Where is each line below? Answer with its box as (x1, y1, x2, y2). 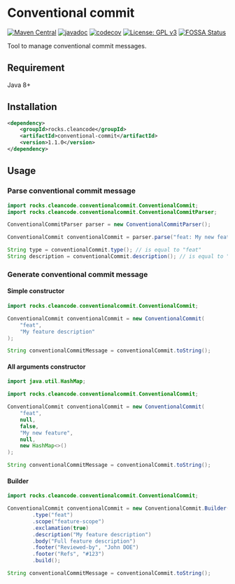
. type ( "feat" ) (32, 512, 73, 519)
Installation (7, 101, 57, 113)
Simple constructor (7, 287, 65, 295)
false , (20, 423, 39, 430)
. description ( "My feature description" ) (32, 531, 152, 538)
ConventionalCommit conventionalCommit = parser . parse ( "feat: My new (7, 233, 215, 241)
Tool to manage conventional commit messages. (7, 41, 147, 50)
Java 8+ (7, 81, 31, 89)
